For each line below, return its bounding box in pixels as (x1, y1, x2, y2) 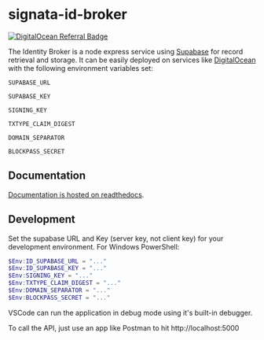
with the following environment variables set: (8, 63, 153, 72)
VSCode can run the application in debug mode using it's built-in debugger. (8, 308, 253, 317)
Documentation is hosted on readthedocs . (8, 190, 145, 199)
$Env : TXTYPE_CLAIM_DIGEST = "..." (8, 279, 122, 287)
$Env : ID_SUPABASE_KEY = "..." (8, 264, 108, 272)
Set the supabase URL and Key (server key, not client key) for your (8, 234, 224, 243)
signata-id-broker (8, 6, 127, 24)
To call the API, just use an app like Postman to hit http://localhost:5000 (8, 323, 240, 332)
